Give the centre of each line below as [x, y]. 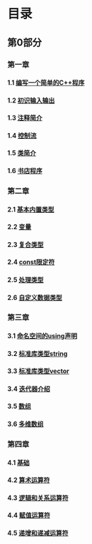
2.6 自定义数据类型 [35, 297]
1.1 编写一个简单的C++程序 [46, 83]
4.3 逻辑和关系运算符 [38, 498]
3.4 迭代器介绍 [29, 389]
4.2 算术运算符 [29, 480]
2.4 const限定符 [31, 262]
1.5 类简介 [22, 153]
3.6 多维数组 [25, 424]
